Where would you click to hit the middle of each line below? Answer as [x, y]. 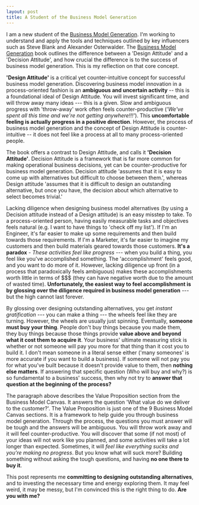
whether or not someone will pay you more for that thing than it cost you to [98, 346]
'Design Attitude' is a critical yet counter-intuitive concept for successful [96, 77]
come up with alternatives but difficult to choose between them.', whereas [97, 177]
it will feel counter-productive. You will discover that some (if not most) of [96, 434]
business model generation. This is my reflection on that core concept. [93, 66]
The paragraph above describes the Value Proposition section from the [93, 395]
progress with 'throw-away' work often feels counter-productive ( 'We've [95, 109]
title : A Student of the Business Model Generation [71, 17]
